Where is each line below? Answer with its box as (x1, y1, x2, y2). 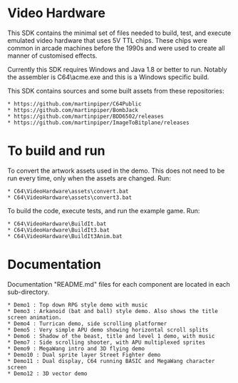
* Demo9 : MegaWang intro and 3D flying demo (7, 344, 145, 352)
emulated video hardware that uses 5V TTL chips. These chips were (7, 36, 208, 44)
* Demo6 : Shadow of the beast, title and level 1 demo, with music (7, 332, 215, 339)
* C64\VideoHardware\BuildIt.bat (7, 220, 107, 228)
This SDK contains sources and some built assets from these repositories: (7, 86, 224, 95)
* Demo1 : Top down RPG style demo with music (7, 301, 148, 308)
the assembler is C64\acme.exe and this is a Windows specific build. (7, 73, 209, 81)
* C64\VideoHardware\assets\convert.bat (7, 188, 130, 195)
